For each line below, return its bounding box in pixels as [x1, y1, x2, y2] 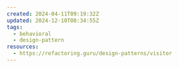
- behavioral [13, 30, 52, 38]
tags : [6, 23, 23, 30]
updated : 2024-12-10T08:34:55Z [6, 17, 99, 24]
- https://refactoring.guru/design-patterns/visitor [13, 50, 173, 57]
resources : [6, 43, 39, 50]
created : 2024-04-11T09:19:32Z [6, 10, 99, 18]
